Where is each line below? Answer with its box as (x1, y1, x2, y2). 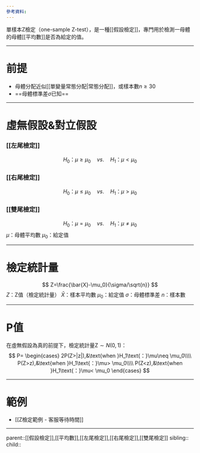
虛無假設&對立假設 (6, 118, 97, 132)
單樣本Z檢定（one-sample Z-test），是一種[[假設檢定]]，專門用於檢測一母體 (6, 26, 190, 33)
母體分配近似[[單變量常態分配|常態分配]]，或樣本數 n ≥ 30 (14, 83, 156, 90)
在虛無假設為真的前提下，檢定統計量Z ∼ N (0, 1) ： (6, 341, 127, 348)
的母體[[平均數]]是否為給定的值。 (6, 33, 87, 40)
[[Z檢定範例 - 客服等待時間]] (14, 416, 84, 423)
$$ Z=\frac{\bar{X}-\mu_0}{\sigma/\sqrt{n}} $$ (42, 281, 158, 288)
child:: (6, 441, 21, 448)
